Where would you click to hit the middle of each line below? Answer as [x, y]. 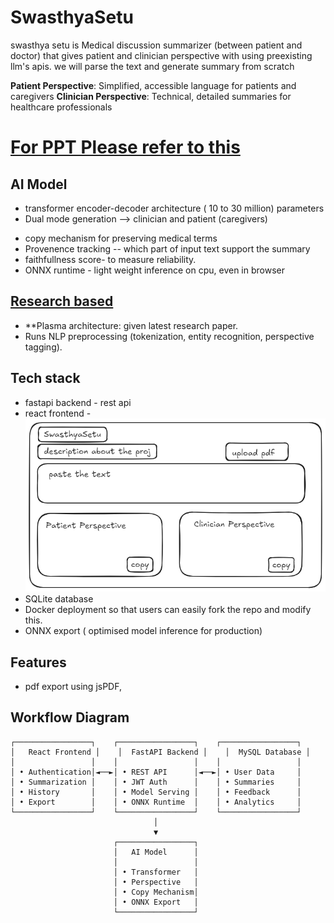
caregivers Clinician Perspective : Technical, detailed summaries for [151, 96]
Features [38, 662]
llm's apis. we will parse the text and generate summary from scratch [152, 66]
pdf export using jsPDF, [73, 686]
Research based [62, 301]
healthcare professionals [61, 107]
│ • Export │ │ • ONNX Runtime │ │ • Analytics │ [156, 802]
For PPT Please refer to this [125, 147]
